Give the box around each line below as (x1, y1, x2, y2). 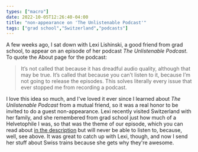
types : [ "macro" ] (6, 8, 49, 15)
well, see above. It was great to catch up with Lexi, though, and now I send (6, 133, 188, 140)
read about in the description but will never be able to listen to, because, (6, 127, 182, 134)
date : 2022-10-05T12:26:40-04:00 (6, 14, 89, 20)
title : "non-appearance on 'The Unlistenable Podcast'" (6, 19, 147, 25)
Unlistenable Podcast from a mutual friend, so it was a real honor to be (6, 101, 178, 109)
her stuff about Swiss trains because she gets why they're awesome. (6, 139, 174, 146)
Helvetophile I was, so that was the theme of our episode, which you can (6, 120, 183, 127)
